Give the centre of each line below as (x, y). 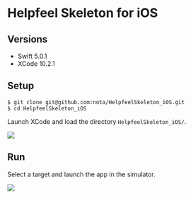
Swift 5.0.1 (32, 56)
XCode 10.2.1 (36, 64)
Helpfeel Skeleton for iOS (83, 13)
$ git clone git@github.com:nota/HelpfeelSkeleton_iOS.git (96, 102)
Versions (28, 39)
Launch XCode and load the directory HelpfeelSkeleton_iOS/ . (97, 121)
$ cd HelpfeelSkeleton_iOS (47, 108)
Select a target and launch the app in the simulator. (81, 174)
